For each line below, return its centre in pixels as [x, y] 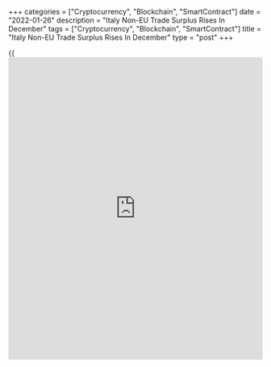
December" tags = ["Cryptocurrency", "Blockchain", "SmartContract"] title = [135, 29]
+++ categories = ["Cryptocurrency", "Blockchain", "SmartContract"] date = [135, 12]
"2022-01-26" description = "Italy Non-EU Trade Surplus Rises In [117, 20]
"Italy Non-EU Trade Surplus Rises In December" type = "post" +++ [121, 37]
